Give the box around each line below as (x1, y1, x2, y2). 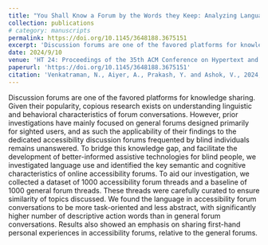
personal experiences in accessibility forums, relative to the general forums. (8, 227, 258, 237)
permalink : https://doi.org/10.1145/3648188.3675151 (8, 33, 187, 42)
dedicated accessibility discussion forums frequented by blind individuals (8, 134, 250, 144)
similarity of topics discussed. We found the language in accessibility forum (8, 194, 257, 204)
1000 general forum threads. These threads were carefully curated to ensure (8, 185, 261, 195)
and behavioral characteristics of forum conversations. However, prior (8, 109, 238, 119)
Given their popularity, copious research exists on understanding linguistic (8, 101, 253, 111)
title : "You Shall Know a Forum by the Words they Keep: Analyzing (8, 11, 238, 20)
